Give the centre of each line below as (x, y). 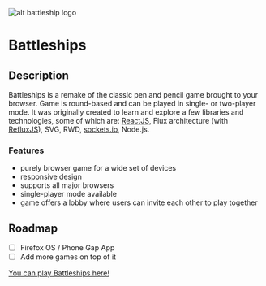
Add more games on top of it (68, 257)
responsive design (51, 177)
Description (39, 75)
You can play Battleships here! (59, 273)
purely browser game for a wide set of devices (98, 168)
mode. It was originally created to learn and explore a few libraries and (126, 112)
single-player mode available (69, 194)
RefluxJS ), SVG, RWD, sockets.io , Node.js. (79, 129)
